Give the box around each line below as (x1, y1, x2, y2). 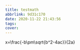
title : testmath (5, 7, 39, 12)
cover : (5, 26, 19, 31)
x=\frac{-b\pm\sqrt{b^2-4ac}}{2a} (5, 39, 76, 45)
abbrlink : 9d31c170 (5, 12, 46, 17)
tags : (5, 21, 16, 26)
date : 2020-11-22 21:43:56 (5, 16, 61, 21)
